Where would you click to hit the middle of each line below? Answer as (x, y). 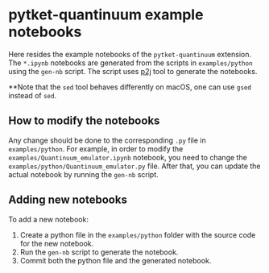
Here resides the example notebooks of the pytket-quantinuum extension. (130, 54)
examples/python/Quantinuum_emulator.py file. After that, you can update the (134, 166)
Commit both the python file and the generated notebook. (116, 260)
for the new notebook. (57, 243)
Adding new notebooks (68, 200)
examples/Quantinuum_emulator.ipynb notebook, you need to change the (128, 157)
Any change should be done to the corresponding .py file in (108, 140)
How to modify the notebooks (84, 121)
